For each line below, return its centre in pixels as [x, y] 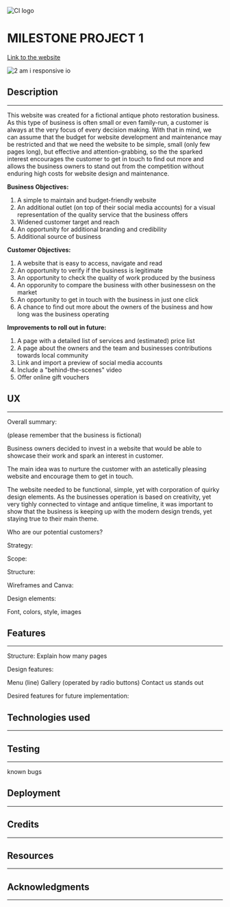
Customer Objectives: [39, 250]
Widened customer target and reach [68, 222]
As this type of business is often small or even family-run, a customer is [108, 122]
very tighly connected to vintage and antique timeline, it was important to [110, 504]
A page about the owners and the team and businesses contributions [114, 348]
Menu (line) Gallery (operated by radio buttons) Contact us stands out [105, 683]
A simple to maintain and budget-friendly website [87, 200]
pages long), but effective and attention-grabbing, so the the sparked [105, 152]
